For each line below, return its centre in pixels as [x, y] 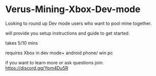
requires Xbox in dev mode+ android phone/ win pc [59, 53]
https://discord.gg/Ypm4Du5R [37, 68]
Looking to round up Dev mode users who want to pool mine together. [79, 23]
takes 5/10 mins [22, 43]
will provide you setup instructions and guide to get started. [68, 33]
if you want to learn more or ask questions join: [54, 62]
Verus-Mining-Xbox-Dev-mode [73, 9]
